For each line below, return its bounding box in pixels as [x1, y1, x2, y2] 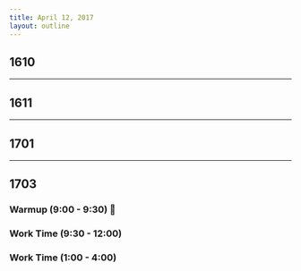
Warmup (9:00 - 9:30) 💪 [9, 203, 116, 216]
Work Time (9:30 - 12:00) [9, 227, 123, 240]
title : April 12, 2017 [9, 13, 94, 22]
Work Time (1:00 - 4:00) [9, 251, 117, 264]
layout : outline [9, 21, 70, 30]
